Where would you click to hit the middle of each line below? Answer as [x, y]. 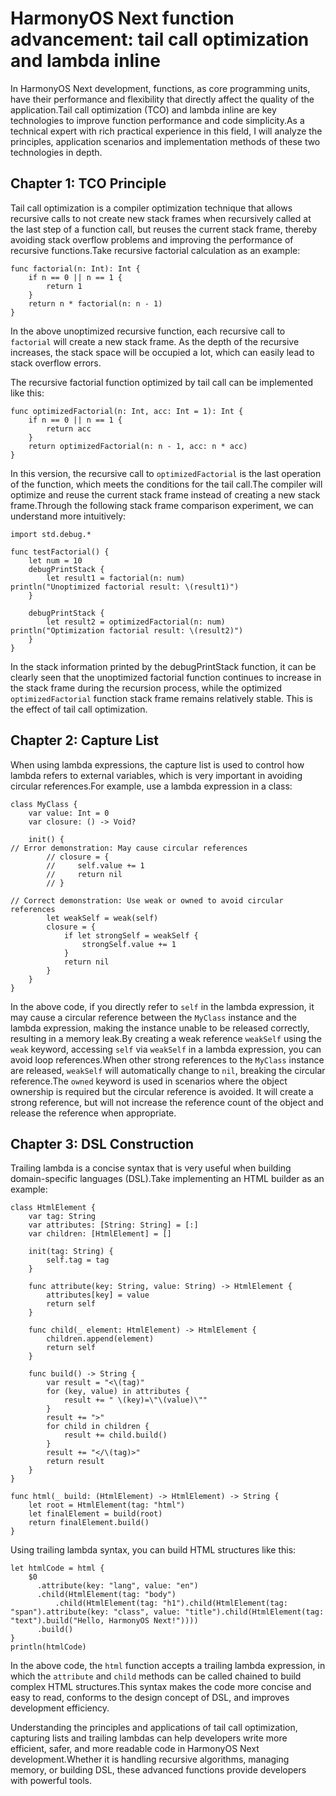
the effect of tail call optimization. [79, 709]
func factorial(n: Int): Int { [75, 268]
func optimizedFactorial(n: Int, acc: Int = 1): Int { [127, 411]
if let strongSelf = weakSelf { [131, 935]
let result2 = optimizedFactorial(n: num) [136, 622]
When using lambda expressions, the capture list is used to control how [157, 764]
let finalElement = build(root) [95, 1514]
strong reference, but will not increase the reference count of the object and [167, 1102]
